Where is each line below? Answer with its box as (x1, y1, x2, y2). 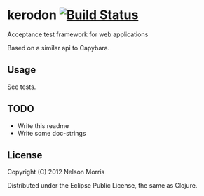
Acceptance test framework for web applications (7, 30, 149, 38)
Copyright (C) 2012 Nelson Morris (7, 168, 105, 176)
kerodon (7, 7, 57, 23)
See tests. (7, 83, 36, 91)
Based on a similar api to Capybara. (7, 43, 110, 52)
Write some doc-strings (17, 129, 86, 137)
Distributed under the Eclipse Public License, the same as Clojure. (7, 181, 198, 190)
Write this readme (17, 121, 69, 129)
